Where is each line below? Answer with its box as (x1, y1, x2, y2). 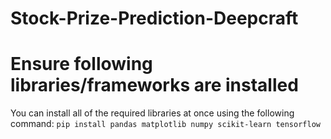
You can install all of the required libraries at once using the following (10, 107, 295, 119)
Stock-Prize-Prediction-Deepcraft (10, 7, 299, 30)
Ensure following (10, 53, 153, 76)
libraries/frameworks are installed (10, 74, 299, 97)
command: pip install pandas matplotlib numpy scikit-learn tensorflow (10, 118, 321, 130)
